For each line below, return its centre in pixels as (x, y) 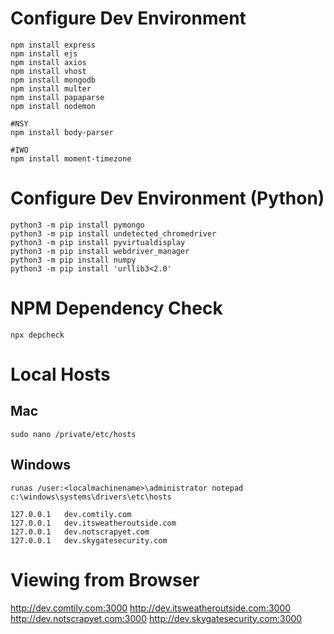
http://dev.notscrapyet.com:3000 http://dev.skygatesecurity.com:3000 (156, 618)
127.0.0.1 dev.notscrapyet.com (80, 532)
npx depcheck (37, 335)
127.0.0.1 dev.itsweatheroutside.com (93, 523)
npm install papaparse (57, 97)
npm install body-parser (62, 132)
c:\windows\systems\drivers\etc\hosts (91, 497)
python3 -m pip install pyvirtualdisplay (98, 242)
